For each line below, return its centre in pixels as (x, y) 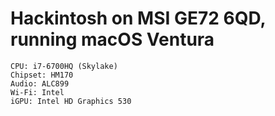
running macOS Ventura (112, 39)
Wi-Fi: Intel (37, 92)
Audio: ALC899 (40, 83)
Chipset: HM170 (42, 75)
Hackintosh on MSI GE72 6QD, (138, 18)
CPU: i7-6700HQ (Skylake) (64, 66)
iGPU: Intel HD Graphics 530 (71, 101)
